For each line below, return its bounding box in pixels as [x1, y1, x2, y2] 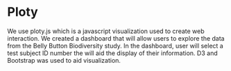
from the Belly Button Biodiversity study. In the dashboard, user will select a [7, 41, 223, 50]
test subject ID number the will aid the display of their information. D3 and [7, 49, 218, 57]
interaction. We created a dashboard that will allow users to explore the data [7, 34, 225, 42]
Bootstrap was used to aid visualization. [7, 56, 121, 64]
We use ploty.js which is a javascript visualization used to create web [7, 27, 205, 35]
